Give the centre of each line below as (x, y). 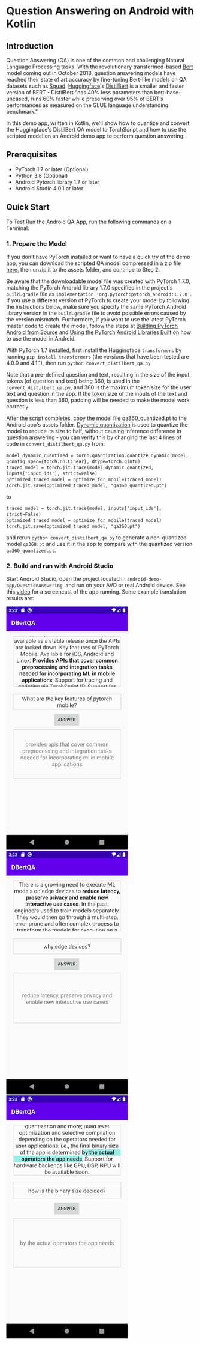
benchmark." (22, 111)
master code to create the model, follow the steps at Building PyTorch (92, 326)
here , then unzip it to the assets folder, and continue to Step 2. (83, 269)
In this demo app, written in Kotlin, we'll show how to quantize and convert (98, 123)
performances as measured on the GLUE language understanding (87, 105)
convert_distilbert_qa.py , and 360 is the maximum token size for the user (99, 387)
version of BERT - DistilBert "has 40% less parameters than (80, 92)
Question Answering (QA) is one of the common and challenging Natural (95, 60)
